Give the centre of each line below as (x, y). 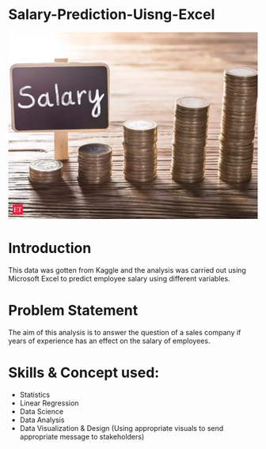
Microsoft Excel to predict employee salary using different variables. (120, 278)
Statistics (35, 394)
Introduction (50, 249)
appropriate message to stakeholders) (82, 436)
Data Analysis (42, 420)
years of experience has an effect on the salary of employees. (109, 341)
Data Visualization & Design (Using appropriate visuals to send (122, 428)
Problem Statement (73, 311)
